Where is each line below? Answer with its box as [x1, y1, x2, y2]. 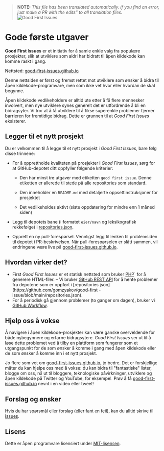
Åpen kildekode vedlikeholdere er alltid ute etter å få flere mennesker [5, 97, 144, 103]
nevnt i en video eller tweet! [38, 381, 94, 387]
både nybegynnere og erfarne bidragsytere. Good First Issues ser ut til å [5, 335, 151, 341]
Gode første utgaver [5, 32, 89, 43]
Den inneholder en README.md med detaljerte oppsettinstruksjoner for [19, 189, 158, 195]
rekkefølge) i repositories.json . [12, 224, 74, 230]
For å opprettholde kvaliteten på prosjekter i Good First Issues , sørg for [12, 160, 156, 166]
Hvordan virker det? [5, 258, 68, 267]
